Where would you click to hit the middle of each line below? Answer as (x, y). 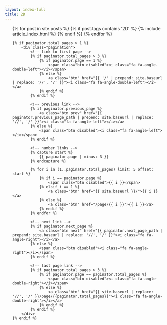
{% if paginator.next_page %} (62, 226)
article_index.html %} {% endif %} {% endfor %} (62, 34)
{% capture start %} (52, 152)
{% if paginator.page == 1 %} (71, 60)
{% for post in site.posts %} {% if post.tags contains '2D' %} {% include (86, 28)
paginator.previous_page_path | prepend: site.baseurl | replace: (83, 117)
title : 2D (15, 14)
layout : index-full (25, 10)
